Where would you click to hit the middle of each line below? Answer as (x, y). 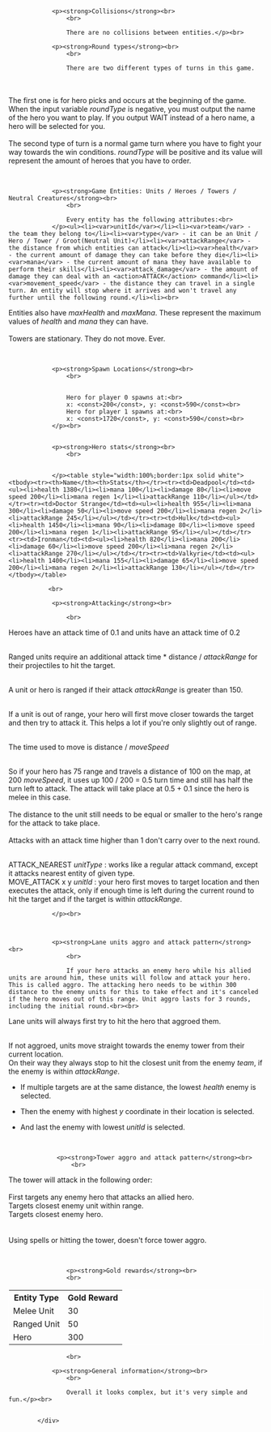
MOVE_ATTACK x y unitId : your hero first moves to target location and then (134, 882)
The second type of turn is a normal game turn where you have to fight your (135, 144)
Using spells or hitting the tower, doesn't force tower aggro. (108, 1240)
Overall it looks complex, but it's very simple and (157, 1392)
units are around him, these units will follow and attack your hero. (130, 978)
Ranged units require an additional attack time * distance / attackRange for (133, 657)
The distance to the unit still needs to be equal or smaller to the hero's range (135, 815)
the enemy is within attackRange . (64, 1071)
